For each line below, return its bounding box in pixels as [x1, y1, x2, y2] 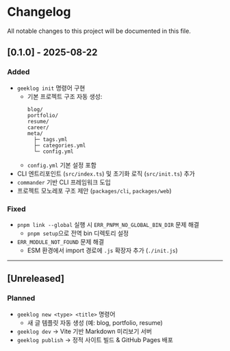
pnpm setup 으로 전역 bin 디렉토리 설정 [27, 229, 129, 237]
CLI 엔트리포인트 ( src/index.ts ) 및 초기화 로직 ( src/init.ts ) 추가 [16, 169, 195, 178]
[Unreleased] [7, 273, 65, 285]
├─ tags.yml [33, 136, 68, 143]
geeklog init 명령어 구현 [16, 84, 86, 92]
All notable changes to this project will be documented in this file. [7, 27, 192, 35]
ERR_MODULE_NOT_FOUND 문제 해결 [16, 237, 105, 245]
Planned [7, 293, 36, 303]
